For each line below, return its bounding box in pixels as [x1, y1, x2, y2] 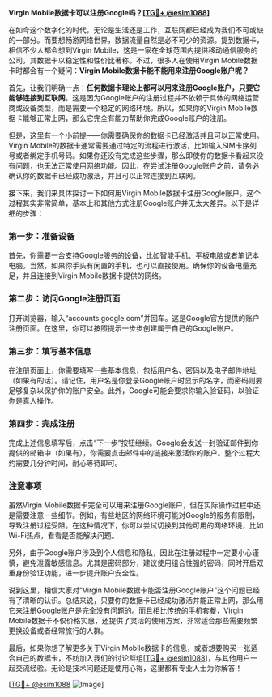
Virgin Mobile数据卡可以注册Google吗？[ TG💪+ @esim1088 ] [8, 8, 210, 17]
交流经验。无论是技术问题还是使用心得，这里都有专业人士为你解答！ [15, 664, 243, 673]
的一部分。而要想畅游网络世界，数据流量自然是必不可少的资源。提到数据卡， [8, 36, 264, 45]
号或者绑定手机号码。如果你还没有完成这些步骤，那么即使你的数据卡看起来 [8, 151, 257, 160]
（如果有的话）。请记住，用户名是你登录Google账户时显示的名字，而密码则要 [8, 375, 263, 385]
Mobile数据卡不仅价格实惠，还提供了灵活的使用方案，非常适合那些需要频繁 [8, 616, 258, 626]
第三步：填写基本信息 [8, 345, 91, 357]
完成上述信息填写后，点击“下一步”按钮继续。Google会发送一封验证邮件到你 [8, 438, 259, 448]
